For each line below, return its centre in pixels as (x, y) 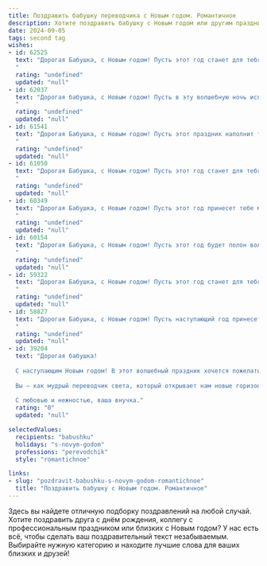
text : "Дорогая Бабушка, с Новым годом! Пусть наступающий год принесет (138, 319)
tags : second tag (37, 38)
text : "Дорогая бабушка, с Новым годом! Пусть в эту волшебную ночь (131, 97)
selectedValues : (35, 430)
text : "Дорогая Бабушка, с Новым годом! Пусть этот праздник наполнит (135, 134)
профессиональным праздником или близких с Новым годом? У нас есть (133, 528)
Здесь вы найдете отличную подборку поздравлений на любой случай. (130, 511)
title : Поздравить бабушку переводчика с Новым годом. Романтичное (122, 16)
